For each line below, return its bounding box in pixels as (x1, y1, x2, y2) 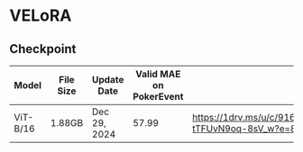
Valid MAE (134, 68, 181, 80)
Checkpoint (9, 41, 77, 57)
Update (91, 74, 124, 85)
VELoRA (9, 5, 72, 26)
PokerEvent (132, 91, 184, 103)
